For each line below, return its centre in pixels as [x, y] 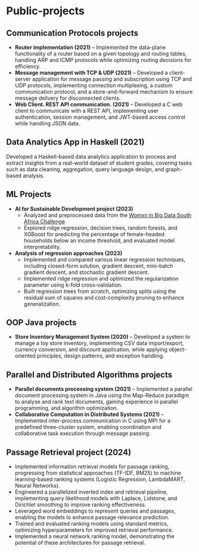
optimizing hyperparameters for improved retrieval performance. [94, 530]
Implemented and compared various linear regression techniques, [105, 259]
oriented [25, 356]
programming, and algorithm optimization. [66, 408]
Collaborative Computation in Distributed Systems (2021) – [89, 414]
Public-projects [45, 11]
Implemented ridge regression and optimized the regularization [101, 278]
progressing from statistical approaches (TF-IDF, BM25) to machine [98, 473]
